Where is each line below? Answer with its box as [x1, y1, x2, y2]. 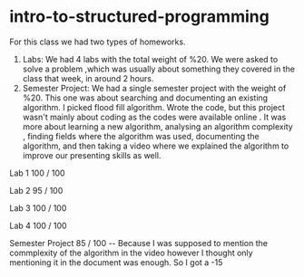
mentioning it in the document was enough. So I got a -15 [9, 256, 223, 268]
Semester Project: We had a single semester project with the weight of [22, 82, 287, 93]
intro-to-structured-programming [9, 6, 270, 27]
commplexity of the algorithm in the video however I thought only [9, 247, 253, 258]
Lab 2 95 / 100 [9, 185, 64, 196]
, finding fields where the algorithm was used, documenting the [22, 130, 260, 141]
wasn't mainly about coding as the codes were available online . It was [22, 111, 287, 122]
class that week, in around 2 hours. [22, 72, 154, 83]
